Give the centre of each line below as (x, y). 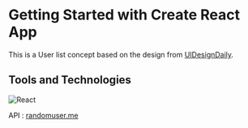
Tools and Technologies (70, 80)
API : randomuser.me (43, 115)
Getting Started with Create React (124, 15)
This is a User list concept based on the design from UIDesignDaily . (121, 54)
